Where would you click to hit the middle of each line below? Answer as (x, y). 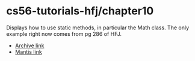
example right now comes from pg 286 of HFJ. (64, 33)
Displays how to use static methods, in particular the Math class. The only (98, 28)
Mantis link (28, 51)
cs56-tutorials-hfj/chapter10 (80, 11)
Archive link (29, 45)
